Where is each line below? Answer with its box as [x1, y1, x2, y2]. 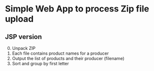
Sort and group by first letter [12, 61, 69, 66]
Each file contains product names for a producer [12, 50, 109, 56]
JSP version [5, 33, 42, 41]
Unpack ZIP [12, 46, 36, 51]
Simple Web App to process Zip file [5, 3, 149, 14]
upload [5, 13, 34, 24]
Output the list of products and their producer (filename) [12, 56, 124, 61]
